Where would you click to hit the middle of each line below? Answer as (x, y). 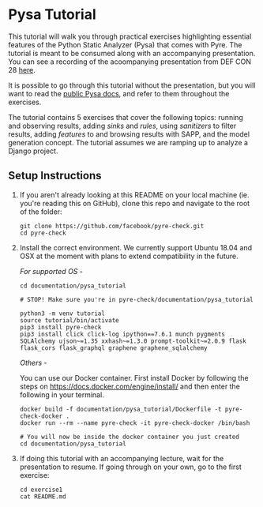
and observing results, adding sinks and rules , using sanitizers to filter (122, 126)
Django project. (33, 151)
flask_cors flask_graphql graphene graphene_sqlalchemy (113, 348)
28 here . (22, 69)
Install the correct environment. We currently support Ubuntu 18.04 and (136, 247)
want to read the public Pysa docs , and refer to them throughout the (119, 93)
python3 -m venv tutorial (62, 314)
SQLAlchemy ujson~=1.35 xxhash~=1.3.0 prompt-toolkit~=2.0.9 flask (133, 341)
